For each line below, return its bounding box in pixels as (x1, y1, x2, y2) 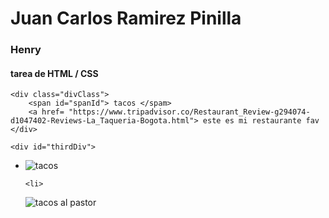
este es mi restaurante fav (202, 116, 320, 126)
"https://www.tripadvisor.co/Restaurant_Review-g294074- (68, 107, 311, 117)
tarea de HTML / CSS (10, 67, 99, 79)
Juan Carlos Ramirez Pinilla (10, 7, 242, 30)
